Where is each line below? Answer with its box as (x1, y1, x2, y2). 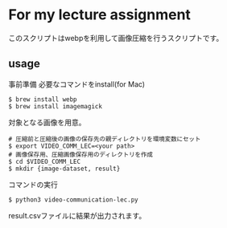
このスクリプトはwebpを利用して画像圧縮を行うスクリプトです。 (8, 33, 224, 43)
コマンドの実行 (8, 179, 58, 189)
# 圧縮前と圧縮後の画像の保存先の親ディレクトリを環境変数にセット (8, 135, 201, 143)
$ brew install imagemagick (8, 102, 103, 110)
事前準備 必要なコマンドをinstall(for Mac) (8, 79, 146, 89)
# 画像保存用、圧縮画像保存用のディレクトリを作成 (8, 150, 153, 158)
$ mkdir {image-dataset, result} (8, 165, 121, 173)
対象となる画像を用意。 (8, 117, 86, 127)
